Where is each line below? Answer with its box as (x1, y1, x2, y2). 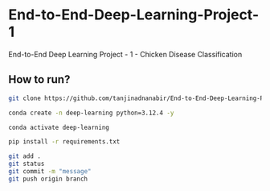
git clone (8, 94, 42, 102)
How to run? (8, 73, 71, 86)
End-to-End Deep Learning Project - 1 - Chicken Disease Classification (8, 49, 243, 59)
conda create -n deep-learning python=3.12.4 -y (8, 109, 174, 117)
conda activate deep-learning (8, 123, 110, 131)
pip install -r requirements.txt (8, 138, 121, 146)
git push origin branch (8, 175, 88, 183)
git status (8, 160, 45, 168)
